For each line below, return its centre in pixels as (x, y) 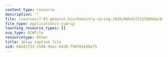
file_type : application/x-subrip (40, 24)
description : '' (22, 14)
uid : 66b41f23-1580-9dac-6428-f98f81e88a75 (51, 47)
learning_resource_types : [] (35, 28)
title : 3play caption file (33, 42)
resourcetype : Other (27, 38)
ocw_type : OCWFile (24, 33)
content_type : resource (30, 10)
